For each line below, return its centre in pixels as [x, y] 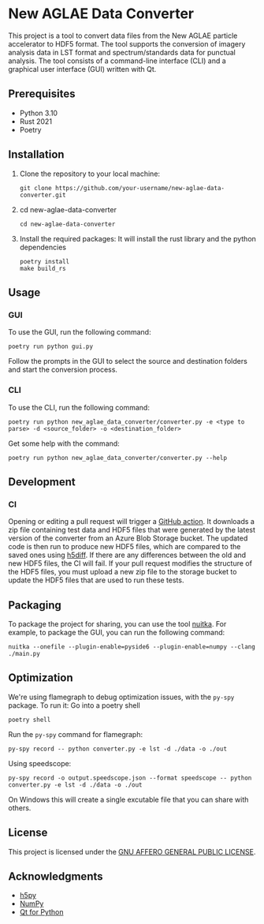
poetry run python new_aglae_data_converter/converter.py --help [117, 458]
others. [20, 808]
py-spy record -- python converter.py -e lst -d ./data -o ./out [117, 749]
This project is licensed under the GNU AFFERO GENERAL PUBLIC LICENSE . [132, 851]
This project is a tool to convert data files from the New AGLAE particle [123, 36]
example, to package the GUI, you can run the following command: [117, 633]
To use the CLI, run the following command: [79, 407]
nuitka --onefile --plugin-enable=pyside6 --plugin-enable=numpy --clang [132, 647]
